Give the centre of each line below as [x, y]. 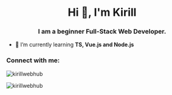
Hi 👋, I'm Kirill [102, 12]
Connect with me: [33, 60]
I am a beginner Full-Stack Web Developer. [102, 32]
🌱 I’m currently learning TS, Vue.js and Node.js [74, 44]
